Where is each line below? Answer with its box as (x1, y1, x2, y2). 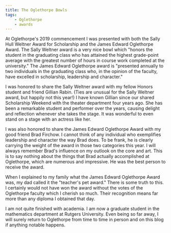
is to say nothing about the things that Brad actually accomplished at (5, 153, 150, 159)
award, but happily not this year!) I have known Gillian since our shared (5, 95, 155, 101)
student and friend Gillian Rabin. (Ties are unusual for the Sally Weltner (5, 89, 155, 95)
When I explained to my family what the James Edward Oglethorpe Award (5, 174, 160, 180)
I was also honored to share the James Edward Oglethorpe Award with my (5, 126, 161, 132)
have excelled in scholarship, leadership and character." (5, 74, 123, 80)
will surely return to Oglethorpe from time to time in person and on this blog (5, 217, 164, 223)
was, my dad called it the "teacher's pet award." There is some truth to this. (5, 179, 164, 185)
